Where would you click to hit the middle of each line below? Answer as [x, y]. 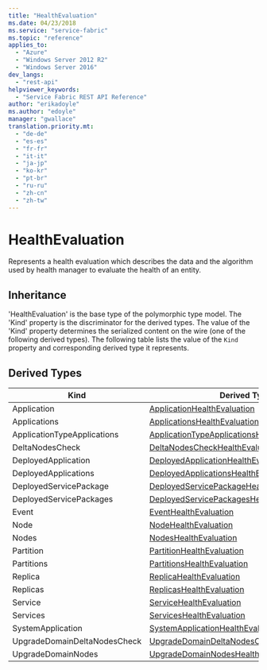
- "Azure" [31, 52]
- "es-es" [31, 141]
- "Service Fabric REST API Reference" [81, 97]
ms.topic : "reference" [46, 38]
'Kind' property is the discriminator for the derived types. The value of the [129, 323]
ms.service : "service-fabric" [58, 30]
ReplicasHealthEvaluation [197, 590]
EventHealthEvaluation [192, 512]
